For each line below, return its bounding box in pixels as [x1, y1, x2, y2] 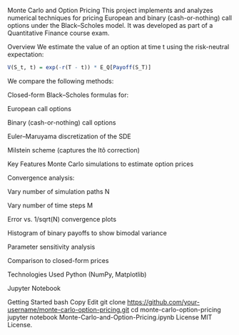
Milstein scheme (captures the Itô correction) [7, 145, 141, 154]
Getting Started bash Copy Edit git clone [7, 297, 126, 306]
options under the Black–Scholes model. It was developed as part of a [7, 21, 213, 29]
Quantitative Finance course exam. [7, 29, 110, 37]
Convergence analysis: [7, 173, 75, 182]
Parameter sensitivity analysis [7, 242, 96, 251]
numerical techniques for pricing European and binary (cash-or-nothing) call [7, 14, 233, 22]
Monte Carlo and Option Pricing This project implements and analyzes [7, 6, 213, 14]
